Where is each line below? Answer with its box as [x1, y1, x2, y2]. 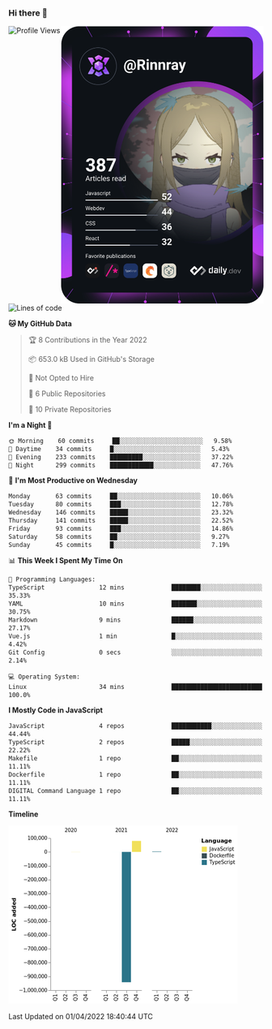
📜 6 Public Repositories [28, 389, 106, 398]
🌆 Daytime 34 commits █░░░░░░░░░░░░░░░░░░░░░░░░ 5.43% [8, 446, 230, 454]
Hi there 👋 [8, 7, 49, 19]
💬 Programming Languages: [8, 575, 96, 583]
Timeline [8, 809, 39, 819]
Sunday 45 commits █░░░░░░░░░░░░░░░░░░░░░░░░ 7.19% [8, 541, 230, 549]
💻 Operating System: [8, 673, 81, 681]
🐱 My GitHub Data [8, 319, 73, 329]
